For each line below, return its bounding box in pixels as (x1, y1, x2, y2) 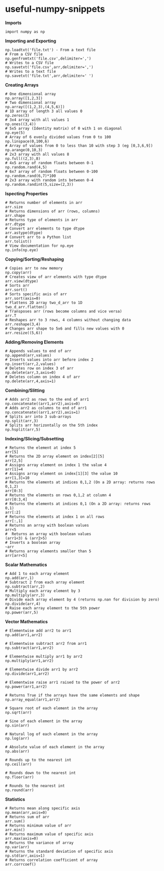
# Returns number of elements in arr (5, 200, 83, 205)
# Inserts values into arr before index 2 (5, 357, 94, 362)
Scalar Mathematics (5, 562, 47, 568)
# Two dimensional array (5, 100, 56, 105)
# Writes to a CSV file (5, 60, 54, 65)
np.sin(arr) (5, 723, 30, 728)
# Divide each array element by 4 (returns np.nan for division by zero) (5, 597, 160, 602)
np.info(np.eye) (5, 247, 38, 252)
